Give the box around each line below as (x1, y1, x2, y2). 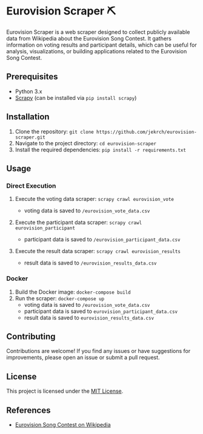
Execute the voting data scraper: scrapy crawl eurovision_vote (15, 196, 175, 203)
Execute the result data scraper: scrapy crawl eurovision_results (15, 248, 181, 255)
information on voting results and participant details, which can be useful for (6, 41, 197, 48)
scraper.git (15, 134, 45, 140)
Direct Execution (6, 182, 56, 190)
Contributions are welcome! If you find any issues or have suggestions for (6, 347, 191, 355)
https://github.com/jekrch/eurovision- (96, 129, 197, 135)
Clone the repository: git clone (15, 128, 94, 135)
